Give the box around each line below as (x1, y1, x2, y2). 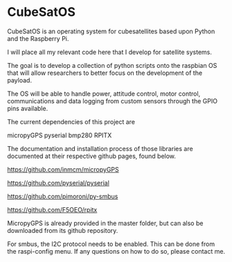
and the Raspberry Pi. (7, 34, 69, 42)
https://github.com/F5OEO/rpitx (7, 205, 98, 213)
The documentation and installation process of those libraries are (7, 144, 193, 152)
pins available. (7, 104, 48, 112)
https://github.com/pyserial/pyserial (7, 178, 109, 187)
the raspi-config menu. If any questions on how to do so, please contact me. (7, 247, 226, 255)
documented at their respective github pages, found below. (7, 152, 177, 160)
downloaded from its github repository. (7, 226, 118, 234)
